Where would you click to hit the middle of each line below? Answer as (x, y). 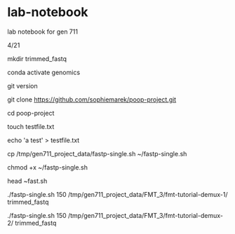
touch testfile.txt (31, 126)
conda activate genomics (44, 72)
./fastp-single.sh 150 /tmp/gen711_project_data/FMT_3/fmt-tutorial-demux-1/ (117, 194)
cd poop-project (31, 113)
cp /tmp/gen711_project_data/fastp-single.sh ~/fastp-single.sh (97, 153)
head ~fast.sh (27, 181)
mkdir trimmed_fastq (37, 58)
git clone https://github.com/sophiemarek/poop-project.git (92, 99)
